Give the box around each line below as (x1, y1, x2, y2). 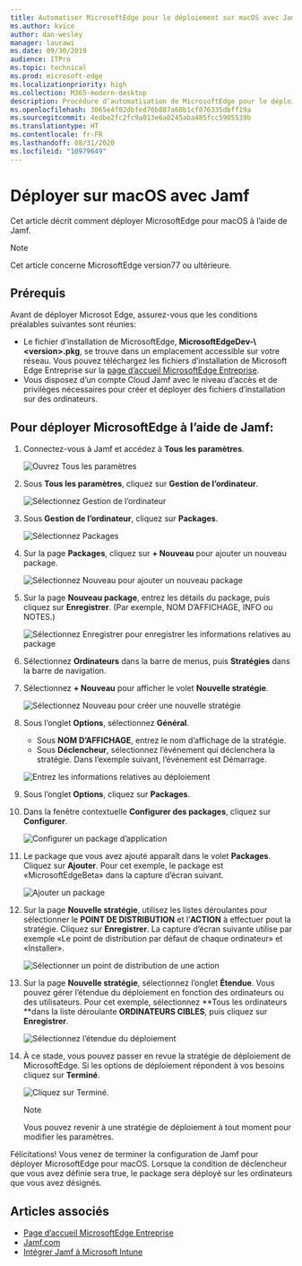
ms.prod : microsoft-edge (10, 72, 103, 81)
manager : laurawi (10, 38, 75, 48)
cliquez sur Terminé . (22, 1070, 101, 1081)
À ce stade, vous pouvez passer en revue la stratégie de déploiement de (22, 1050, 291, 1061)
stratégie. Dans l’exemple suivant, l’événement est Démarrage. (36, 754, 267, 765)
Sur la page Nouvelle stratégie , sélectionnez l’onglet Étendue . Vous (22, 978, 275, 988)
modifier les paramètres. (22, 1131, 115, 1142)
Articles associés (10, 1203, 110, 1218)
